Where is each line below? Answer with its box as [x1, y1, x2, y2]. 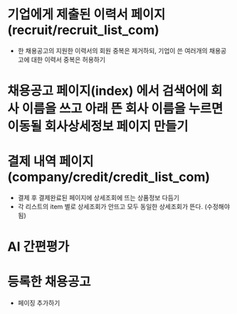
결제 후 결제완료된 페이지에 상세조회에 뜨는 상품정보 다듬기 [17, 193, 180, 202]
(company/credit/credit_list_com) [7, 169, 211, 185]
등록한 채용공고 [7, 274, 91, 290]
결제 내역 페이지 [7, 153, 94, 170]
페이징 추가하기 [17, 299, 60, 308]
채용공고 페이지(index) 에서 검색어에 [7, 83, 209, 99]
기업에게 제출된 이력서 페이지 [7, 6, 166, 23]
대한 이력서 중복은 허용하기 [31, 55, 105, 64]
